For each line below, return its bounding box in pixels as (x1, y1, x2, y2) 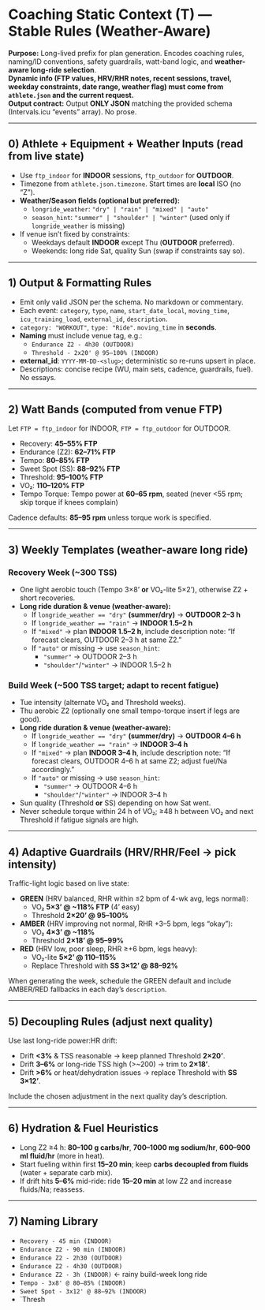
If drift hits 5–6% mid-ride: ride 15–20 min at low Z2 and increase (19, 1176, 233, 1185)
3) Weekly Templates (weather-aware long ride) (8, 543, 248, 557)
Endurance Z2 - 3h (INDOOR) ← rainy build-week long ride (19, 1269, 207, 1278)
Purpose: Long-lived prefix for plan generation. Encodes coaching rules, (8, 48, 244, 58)
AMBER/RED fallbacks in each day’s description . (8, 984, 167, 995)
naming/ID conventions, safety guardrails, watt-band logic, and (8, 57, 213, 66)
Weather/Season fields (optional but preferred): (19, 196, 180, 205)
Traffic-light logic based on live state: (8, 879, 130, 888)
